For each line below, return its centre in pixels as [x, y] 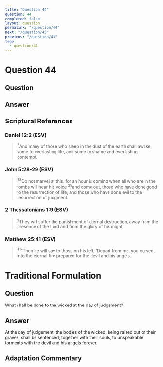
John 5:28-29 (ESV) [29, 169]
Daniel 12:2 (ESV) [26, 135]
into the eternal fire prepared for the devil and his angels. [74, 256]
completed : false [23, 19]
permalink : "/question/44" [32, 28]
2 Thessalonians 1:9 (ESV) [36, 210]
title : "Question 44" [27, 10]
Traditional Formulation [53, 275]
